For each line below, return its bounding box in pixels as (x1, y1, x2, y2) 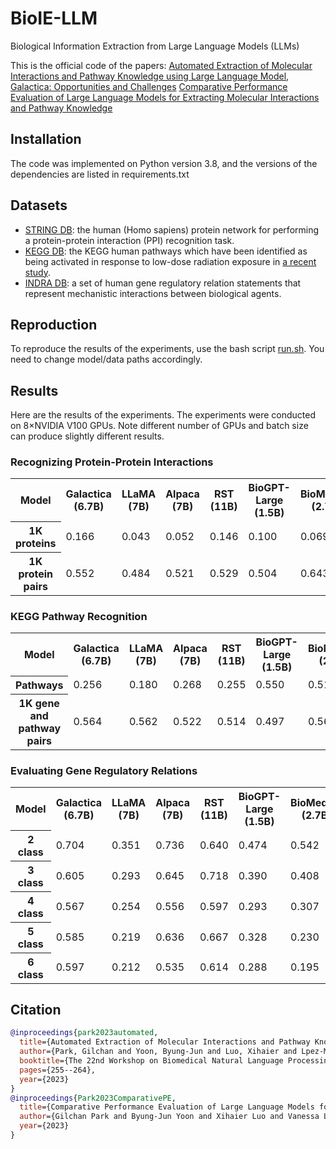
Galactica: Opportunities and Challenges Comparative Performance (10, 80, 288, 92)
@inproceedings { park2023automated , (10, 1028, 159, 1038)
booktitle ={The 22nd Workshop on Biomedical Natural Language (19, 1056, 284, 1066)
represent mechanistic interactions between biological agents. (24, 287, 282, 299)
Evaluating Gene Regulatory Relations (10, 763, 198, 777)
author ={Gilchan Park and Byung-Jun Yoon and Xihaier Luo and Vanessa (19, 1112, 320, 1122)
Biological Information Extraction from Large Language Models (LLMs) (10, 40, 300, 52)
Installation (10, 131, 82, 148)
